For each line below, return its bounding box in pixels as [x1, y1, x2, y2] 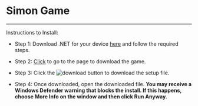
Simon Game [6, 4, 70, 18]
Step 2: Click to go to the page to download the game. [14, 57, 146, 65]
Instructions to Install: [6, 29, 59, 36]
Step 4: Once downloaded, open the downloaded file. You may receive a [14, 80, 192, 87]
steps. [14, 46, 30, 53]
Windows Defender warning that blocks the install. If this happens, [14, 87, 182, 94]
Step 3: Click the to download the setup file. [14, 69, 170, 76]
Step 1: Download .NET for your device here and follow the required [14, 40, 179, 47]
